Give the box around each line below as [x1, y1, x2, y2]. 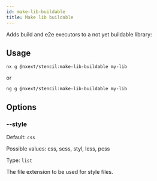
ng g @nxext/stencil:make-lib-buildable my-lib [6, 86, 128, 92]
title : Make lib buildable [6, 14, 74, 20]
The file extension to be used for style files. [6, 168, 113, 175]
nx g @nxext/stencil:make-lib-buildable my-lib [6, 64, 128, 70]
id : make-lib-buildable [6, 8, 66, 15]
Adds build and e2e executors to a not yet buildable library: [6, 30, 152, 38]
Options [6, 102, 37, 112]
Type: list [6, 157, 33, 164]
